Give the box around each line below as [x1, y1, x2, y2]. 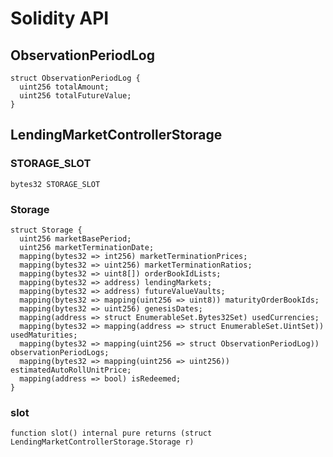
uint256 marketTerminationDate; [19, 242, 155, 252]
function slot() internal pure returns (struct [10, 428, 213, 439]
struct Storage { [10, 225, 83, 235]
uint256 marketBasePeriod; [19, 233, 132, 244]
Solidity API [10, 7, 110, 30]
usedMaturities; [10, 330, 78, 340]
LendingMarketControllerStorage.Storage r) [10, 437, 195, 447]
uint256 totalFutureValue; [19, 91, 132, 101]
